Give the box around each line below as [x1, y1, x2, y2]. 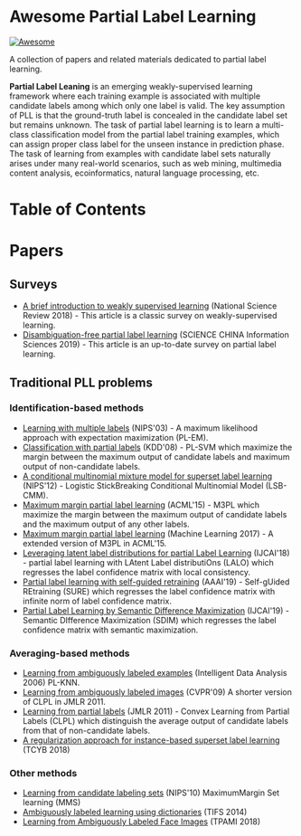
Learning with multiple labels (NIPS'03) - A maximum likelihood [22, 423, 259, 433]
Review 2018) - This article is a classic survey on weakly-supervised [22, 310, 277, 321]
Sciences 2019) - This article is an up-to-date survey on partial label [22, 339, 277, 350]
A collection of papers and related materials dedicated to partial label [9, 53, 267, 64]
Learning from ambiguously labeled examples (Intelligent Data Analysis [22, 668, 287, 679]
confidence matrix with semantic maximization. [22, 624, 199, 635]
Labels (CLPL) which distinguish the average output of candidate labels [22, 716, 289, 727]
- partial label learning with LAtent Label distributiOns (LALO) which [22, 556, 274, 567]
